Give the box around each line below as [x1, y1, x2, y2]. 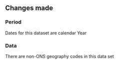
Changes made [5, 4, 53, 12]
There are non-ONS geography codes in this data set [5, 53, 115, 59]
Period [5, 19, 21, 26]
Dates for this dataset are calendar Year [5, 30, 87, 36]
